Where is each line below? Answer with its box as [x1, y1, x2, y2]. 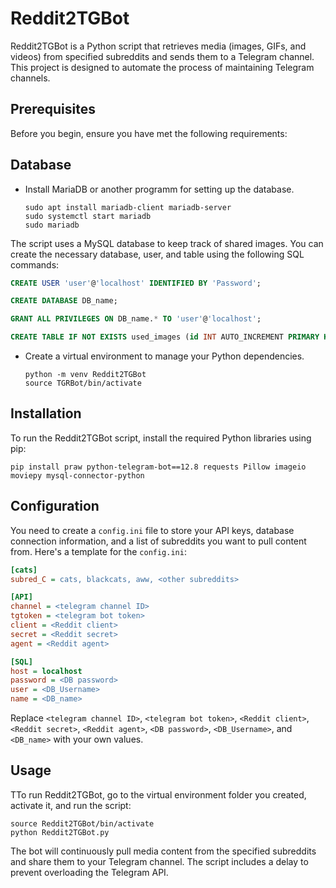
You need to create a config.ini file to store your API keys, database [10, 524, 295, 536]
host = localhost [10, 666, 83, 676]
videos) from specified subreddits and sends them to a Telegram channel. [10, 50, 315, 62]
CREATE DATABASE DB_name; [10, 296, 118, 306]
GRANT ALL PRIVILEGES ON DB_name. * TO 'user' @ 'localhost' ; [10, 314, 262, 324]
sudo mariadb [24, 220, 80, 230]
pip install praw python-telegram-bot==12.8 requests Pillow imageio [10, 462, 307, 472]
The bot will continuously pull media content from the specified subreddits [10, 845, 317, 857]
